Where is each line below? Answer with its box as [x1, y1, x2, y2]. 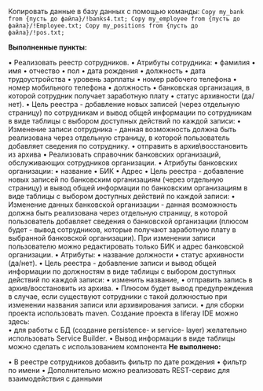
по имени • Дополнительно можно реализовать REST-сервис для [8, 366, 230, 374]
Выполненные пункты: [8, 42, 88, 52]
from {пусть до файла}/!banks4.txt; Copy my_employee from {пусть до [8, 15, 241, 23]
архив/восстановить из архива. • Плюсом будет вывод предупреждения [8, 283, 254, 293]
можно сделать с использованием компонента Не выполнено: [8, 342, 221, 351]
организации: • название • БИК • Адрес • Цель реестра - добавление [8, 167, 244, 175]
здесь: [8, 317, 30, 326]
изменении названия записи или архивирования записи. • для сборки [8, 301, 245, 309]
